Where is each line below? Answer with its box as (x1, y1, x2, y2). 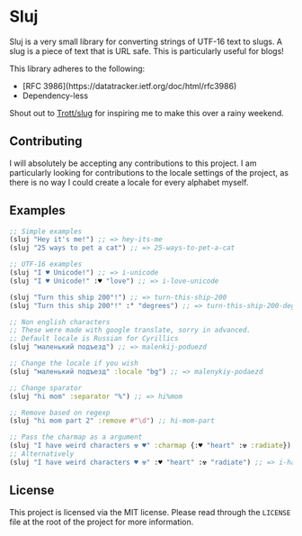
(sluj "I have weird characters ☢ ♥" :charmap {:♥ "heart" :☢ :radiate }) (9, 441, 292, 450)
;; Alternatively (9, 450, 75, 459)
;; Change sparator (9, 383, 83, 393)
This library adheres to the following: (9, 63, 146, 74)
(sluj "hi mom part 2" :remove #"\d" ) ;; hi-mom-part (9, 416, 216, 425)
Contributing (9, 133, 83, 150)
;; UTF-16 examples (9, 259, 83, 269)
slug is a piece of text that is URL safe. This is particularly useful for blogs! (9, 45, 285, 56)
